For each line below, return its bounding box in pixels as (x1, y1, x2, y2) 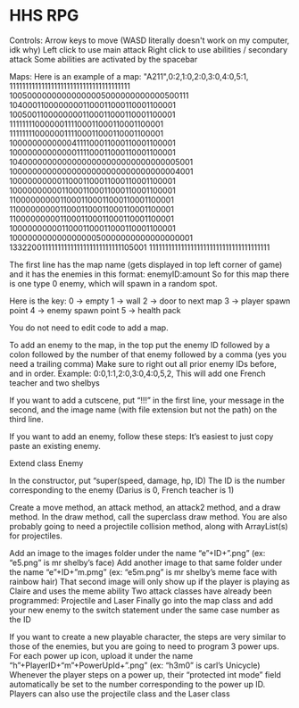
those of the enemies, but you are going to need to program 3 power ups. (9, 640, 279, 652)
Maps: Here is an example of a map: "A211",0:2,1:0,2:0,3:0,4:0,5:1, (9, 71, 249, 81)
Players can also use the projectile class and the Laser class (9, 688, 230, 699)
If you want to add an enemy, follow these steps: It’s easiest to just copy (9, 430, 274, 442)
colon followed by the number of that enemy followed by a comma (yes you (9, 349, 287, 360)
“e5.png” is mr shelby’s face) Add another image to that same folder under (9, 557, 283, 568)
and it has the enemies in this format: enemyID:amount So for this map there (9, 269, 290, 279)
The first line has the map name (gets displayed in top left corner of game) (9, 259, 283, 270)
